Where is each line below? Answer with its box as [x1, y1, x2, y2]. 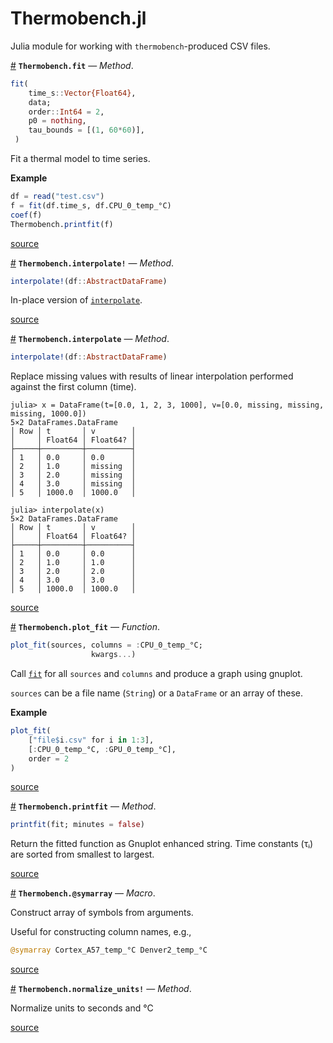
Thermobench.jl [10, 7, 147, 30]
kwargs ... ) [90, 650, 137, 660]
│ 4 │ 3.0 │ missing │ [10, 479, 137, 489]
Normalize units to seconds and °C [10, 1002, 154, 1014]
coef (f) [10, 210, 43, 220]
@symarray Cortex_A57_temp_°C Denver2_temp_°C [10, 945, 208, 956]
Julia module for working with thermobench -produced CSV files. [10, 40, 271, 52]
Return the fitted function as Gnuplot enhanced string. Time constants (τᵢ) [10, 838, 314, 850]
